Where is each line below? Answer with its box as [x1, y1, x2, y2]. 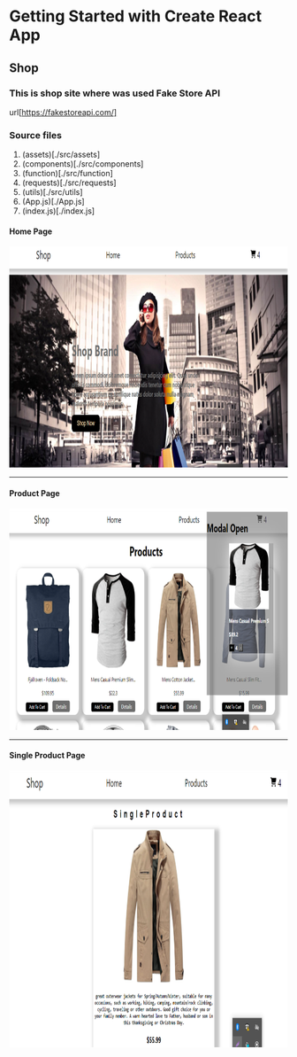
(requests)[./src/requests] [21, 177, 117, 188]
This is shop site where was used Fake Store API [9, 87, 221, 99]
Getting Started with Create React [9, 6, 263, 27]
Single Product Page [9, 750, 86, 761]
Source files [9, 128, 62, 141]
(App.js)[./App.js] [21, 197, 86, 207]
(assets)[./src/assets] [21, 149, 101, 160]
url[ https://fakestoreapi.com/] [9, 106, 118, 117]
